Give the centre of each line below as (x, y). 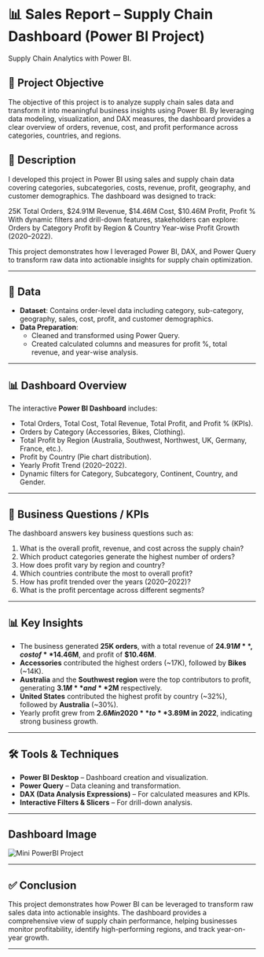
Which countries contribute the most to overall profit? (106, 573)
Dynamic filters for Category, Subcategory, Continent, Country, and (128, 474)
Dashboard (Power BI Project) (106, 37)
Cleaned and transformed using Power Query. (106, 336)
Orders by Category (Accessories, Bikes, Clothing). (103, 432)
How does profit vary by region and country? (92, 565)
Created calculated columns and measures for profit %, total (129, 344)
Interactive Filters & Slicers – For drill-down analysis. (106, 802)
